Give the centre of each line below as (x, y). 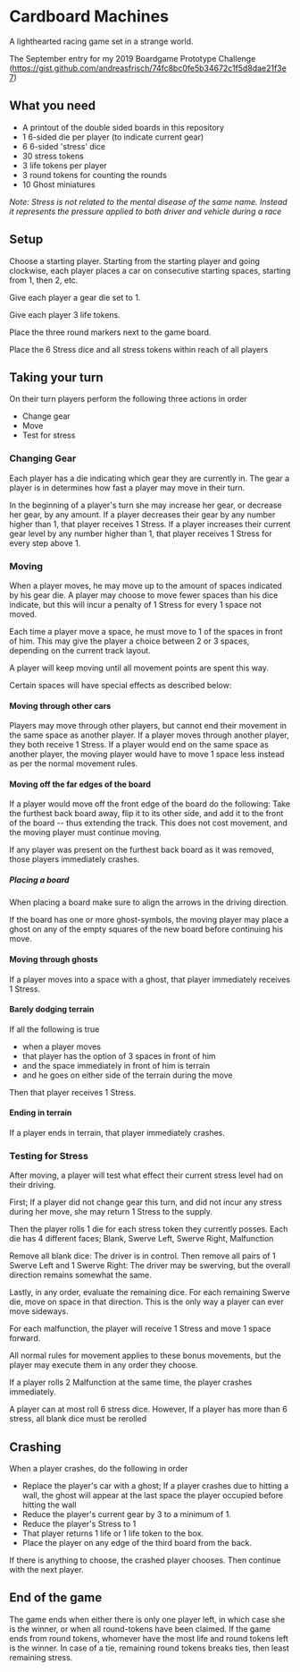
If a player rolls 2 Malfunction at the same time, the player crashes (131, 1382)
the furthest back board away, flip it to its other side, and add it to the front (146, 814)
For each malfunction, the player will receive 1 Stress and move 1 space (140, 1329)
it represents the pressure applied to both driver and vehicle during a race (146, 211)
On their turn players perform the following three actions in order (128, 399)
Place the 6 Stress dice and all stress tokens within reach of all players (139, 349)
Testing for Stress (49, 1156)
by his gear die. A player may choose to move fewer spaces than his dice (144, 595)
